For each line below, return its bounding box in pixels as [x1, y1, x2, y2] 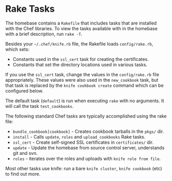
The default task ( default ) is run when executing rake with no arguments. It [5, 98, 164, 104]
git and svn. [12, 150, 38, 156]
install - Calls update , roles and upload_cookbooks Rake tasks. [12, 133, 146, 140]
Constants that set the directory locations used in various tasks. [12, 61, 147, 67]
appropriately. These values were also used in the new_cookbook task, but [5, 77, 159, 83]
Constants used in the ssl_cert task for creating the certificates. [12, 56, 149, 62]
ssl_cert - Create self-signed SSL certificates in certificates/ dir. [12, 139, 154, 145]
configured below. [5, 87, 44, 94]
